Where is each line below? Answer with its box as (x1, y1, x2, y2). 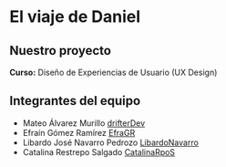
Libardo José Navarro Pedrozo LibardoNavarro (22, 137, 199, 148)
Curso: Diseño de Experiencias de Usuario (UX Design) (9, 67, 218, 78)
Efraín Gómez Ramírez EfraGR (22, 127, 136, 138)
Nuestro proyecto (9, 43, 112, 58)
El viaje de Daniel (9, 6, 141, 27)
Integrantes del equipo (9, 93, 141, 109)
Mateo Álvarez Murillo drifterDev (22, 117, 146, 129)
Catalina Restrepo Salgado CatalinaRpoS (22, 146, 176, 157)
